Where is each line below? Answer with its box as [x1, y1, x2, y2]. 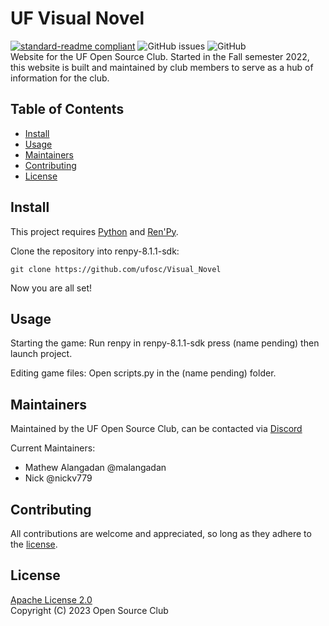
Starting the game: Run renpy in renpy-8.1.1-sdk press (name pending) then [10, 337, 320, 349]
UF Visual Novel [10, 7, 145, 30]
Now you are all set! [10, 282, 93, 294]
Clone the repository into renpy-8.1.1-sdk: [10, 245, 180, 257]
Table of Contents [10, 101, 125, 118]
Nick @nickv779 [24, 472, 93, 484]
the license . [10, 538, 58, 550]
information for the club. [10, 72, 110, 84]
